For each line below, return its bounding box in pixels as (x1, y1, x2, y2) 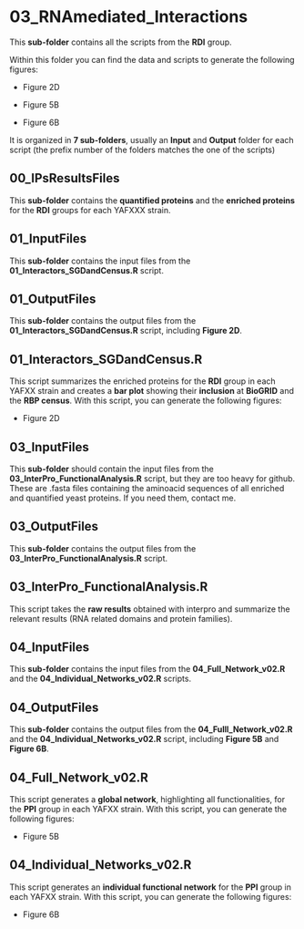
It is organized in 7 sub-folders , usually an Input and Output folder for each (9, 134, 294, 145)
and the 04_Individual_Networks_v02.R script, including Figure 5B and (9, 734, 279, 745)
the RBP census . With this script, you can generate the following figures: (9, 395, 282, 407)
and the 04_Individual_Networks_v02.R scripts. (9, 673, 192, 685)
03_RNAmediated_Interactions (9, 6, 248, 27)
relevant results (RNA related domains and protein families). (9, 613, 233, 624)
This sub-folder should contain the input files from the (9, 463, 214, 474)
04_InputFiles (9, 640, 90, 655)
